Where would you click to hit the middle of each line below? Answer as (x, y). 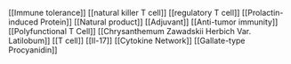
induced (24, 22)
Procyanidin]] (33, 50)
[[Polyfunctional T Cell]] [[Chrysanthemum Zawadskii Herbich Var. (130, 31)
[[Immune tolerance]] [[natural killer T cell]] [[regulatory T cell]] (124, 13)
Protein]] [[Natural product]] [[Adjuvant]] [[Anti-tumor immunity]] (159, 22)
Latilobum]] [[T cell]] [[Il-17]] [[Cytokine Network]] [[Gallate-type (127, 40)
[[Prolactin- (263, 13)
